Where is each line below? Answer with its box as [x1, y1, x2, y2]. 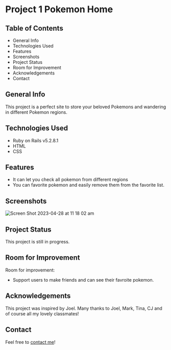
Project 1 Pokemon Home [5, 4, 113, 15]
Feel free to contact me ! [5, 339, 56, 345]
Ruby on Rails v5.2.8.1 [12, 137, 59, 143]
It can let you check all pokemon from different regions [12, 177, 129, 183]
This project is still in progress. [5, 239, 70, 245]
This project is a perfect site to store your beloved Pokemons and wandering [5, 104, 166, 110]
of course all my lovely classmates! [5, 310, 79, 317]
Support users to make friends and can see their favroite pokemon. [12, 277, 154, 283]
